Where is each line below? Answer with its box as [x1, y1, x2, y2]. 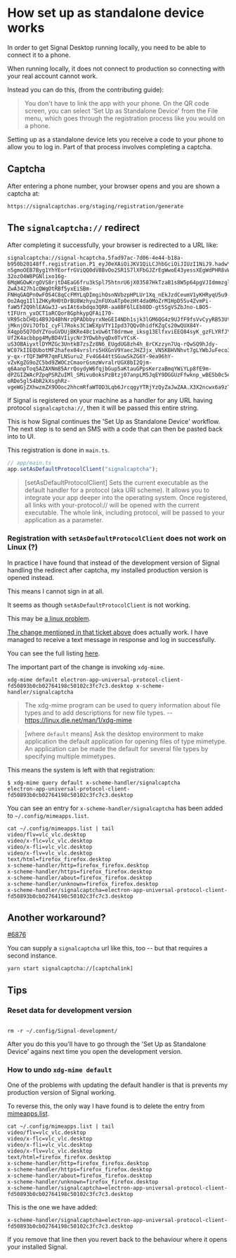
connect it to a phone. [7, 51, 71, 59]
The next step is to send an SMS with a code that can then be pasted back [7, 424, 223, 433]
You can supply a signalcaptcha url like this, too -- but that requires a [7, 944, 208, 952]
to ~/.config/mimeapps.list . [7, 811, 89, 819]
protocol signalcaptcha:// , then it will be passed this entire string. [7, 403, 199, 412]
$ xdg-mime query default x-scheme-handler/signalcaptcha [7, 779, 181, 786]
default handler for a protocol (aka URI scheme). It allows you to [24, 486, 210, 494]
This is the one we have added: [7, 1203, 98, 1212]
